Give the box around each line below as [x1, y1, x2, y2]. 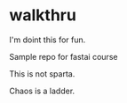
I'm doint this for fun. [9, 34, 86, 45]
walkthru [9, 5, 77, 26]
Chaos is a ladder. [9, 85, 75, 96]
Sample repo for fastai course [9, 51, 118, 62]
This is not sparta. [9, 68, 75, 79]
